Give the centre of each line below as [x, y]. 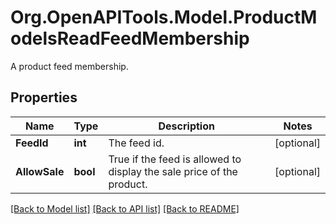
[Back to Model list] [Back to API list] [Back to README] [125, 208]
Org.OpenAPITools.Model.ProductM [164, 17]
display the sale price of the [173, 171]
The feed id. [136, 143]
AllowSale [40, 171]
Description [186, 126]
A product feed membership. [69, 66]
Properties [44, 97]
